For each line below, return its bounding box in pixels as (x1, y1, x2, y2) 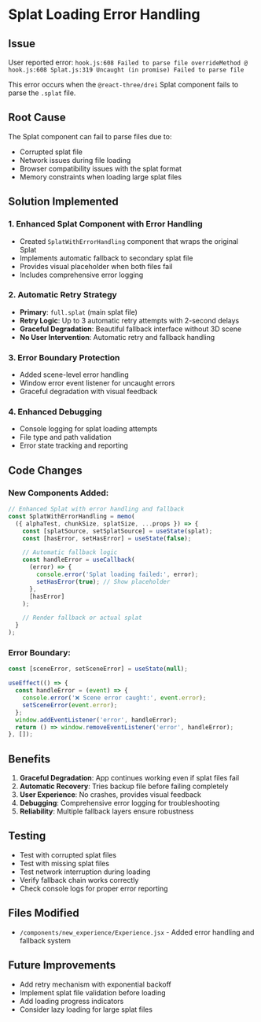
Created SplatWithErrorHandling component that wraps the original (19, 236, 239, 245)
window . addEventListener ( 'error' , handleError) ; (15, 716, 178, 724)
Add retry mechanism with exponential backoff (19, 980, 171, 989)
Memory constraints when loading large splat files (19, 172, 182, 182)
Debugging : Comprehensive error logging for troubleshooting (19, 799, 220, 808)
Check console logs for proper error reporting (19, 884, 168, 893)
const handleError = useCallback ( (22, 556, 135, 564)
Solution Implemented (8, 195, 119, 208)
